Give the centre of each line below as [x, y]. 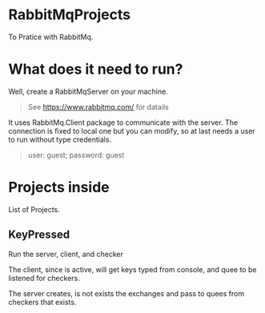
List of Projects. [34, 209]
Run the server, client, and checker [66, 254]
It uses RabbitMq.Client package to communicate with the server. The [123, 122]
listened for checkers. [44, 278]
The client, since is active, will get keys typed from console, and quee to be [132, 269]
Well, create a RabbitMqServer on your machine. [88, 91]
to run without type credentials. [60, 139]
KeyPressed [39, 235]
